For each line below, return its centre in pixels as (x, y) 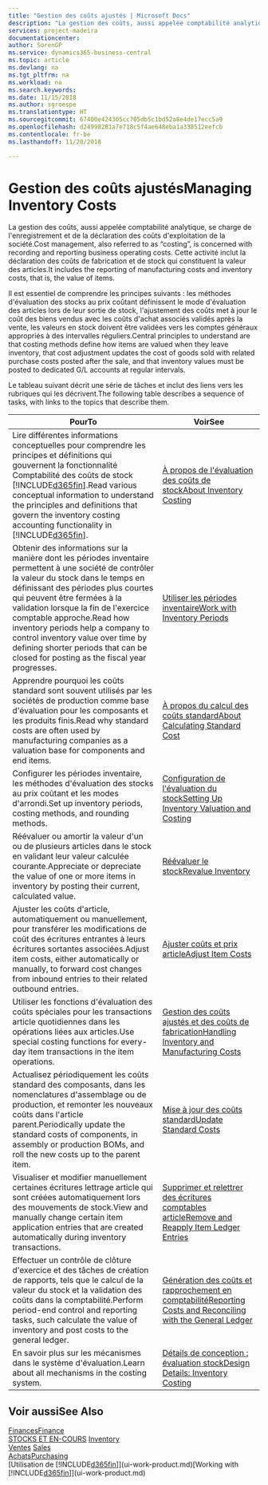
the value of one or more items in (74, 876)
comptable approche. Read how (71, 618)
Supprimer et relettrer (203, 1187)
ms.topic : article (39, 61)
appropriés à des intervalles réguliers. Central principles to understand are (130, 336)
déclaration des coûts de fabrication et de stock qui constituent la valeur (127, 261)
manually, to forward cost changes (77, 969)
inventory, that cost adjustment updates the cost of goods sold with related (132, 353)
